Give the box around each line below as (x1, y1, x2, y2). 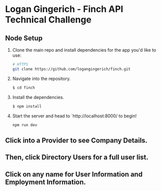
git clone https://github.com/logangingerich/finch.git (12, 66, 131, 72)
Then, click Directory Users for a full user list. (5, 153, 149, 162)
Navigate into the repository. (12, 76, 71, 82)
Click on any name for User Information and (5, 170, 143, 179)
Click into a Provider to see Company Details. (5, 136, 148, 145)
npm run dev (12, 122, 37, 127)
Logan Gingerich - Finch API (5, 3, 123, 15)
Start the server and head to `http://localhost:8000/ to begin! (12, 113, 137, 119)
